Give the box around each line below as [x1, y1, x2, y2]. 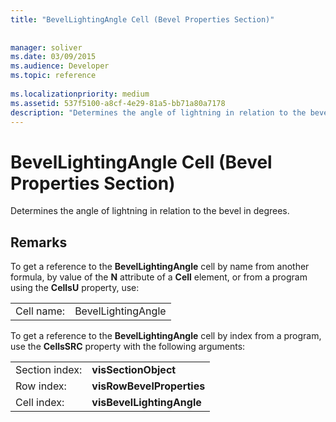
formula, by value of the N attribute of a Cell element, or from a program [10, 271, 308, 283]
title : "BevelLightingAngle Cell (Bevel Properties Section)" [10, 14, 275, 25]
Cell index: [15, 396, 65, 410]
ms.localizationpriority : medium [10, 89, 150, 99]
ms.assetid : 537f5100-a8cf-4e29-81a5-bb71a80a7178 [10, 98, 226, 108]
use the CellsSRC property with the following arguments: [10, 341, 246, 353]
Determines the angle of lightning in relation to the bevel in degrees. [10, 205, 290, 217]
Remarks [10, 234, 68, 251]
